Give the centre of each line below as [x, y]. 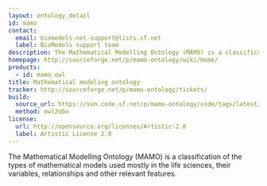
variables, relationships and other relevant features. [93, 173]
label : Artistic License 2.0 [64, 134]
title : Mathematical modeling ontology [74, 82]
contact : [23, 30]
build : [19, 97]
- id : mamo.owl [41, 75]
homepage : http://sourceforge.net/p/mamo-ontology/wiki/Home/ [113, 60]
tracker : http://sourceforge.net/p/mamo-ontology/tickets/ [108, 89]
